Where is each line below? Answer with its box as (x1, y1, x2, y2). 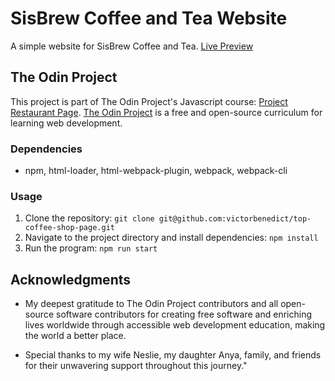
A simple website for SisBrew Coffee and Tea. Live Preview (10, 40, 254, 52)
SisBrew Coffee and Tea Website (10, 7, 288, 30)
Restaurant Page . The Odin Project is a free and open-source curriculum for (10, 106, 323, 118)
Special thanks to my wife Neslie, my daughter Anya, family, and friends (24, 349, 322, 361)
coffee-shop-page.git (24, 223, 115, 233)
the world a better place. (24, 330, 127, 342)
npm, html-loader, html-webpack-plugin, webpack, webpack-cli (24, 165, 288, 177)
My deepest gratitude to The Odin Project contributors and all (24, 298, 279, 310)
